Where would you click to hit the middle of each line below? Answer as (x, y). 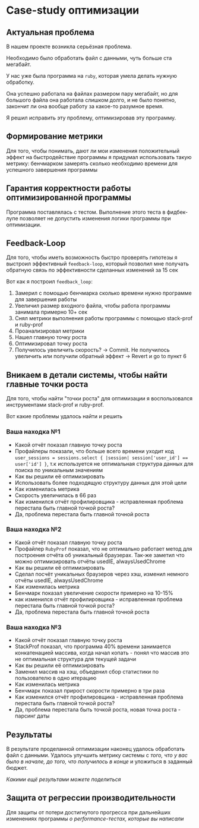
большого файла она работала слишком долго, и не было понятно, (91, 100)
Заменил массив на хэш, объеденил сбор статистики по (87, 672)
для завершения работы (46, 299)
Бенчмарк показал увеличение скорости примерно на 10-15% (94, 593)
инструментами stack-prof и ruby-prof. (55, 405)
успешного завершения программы (52, 169)
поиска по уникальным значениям (59, 470)
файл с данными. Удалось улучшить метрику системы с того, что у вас (97, 755)
